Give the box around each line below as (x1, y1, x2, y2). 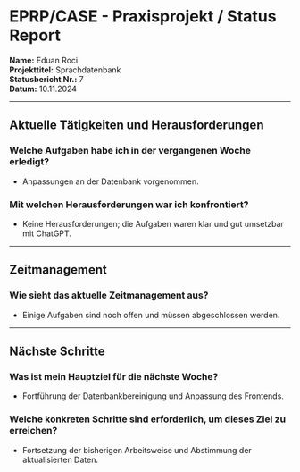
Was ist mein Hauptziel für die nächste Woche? (9, 370, 219, 383)
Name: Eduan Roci (9, 55, 79, 65)
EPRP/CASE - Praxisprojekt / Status (9, 6, 277, 27)
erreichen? (9, 425, 58, 437)
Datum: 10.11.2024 (9, 83, 78, 94)
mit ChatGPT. (21, 228, 71, 239)
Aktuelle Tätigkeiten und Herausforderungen (9, 118, 264, 133)
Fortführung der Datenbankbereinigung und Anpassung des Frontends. (21, 391, 284, 401)
